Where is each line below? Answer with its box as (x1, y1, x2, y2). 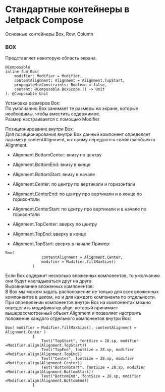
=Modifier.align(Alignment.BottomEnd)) (5, 378, 89, 383)
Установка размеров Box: (5, 100, 61, 106)
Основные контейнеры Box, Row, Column (5, 31, 93, 37)
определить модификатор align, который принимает (5, 305, 119, 311)
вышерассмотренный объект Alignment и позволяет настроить (5, 310, 142, 316)
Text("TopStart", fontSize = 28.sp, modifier (41, 339, 139, 344)
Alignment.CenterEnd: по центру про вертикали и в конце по (12, 191, 142, 197)
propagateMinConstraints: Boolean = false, (14, 82, 107, 88)
